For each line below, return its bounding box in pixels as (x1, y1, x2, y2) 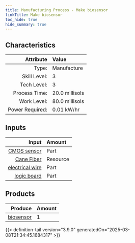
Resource (46, 156, 70, 163)
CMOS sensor (8, 147, 42, 154)
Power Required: (8, 106, 47, 113)
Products (5, 190, 35, 198)
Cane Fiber (15, 156, 42, 163)
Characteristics (5, 40, 56, 49)
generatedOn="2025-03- (76, 226, 130, 233)
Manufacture (52, 64, 83, 72)
